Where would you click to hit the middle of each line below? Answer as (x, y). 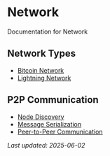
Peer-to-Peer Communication (60, 132)
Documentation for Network (48, 31)
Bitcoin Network (41, 70)
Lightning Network (44, 78)
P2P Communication (53, 100)
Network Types (41, 54)
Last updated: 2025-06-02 (46, 145)
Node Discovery (41, 117)
